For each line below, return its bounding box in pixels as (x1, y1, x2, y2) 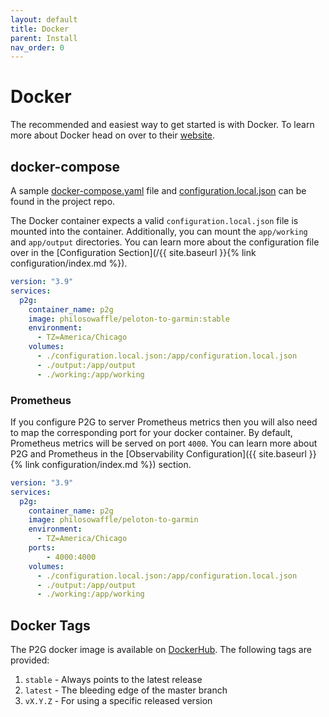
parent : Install (10, 33, 78, 43)
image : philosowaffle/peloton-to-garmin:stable (28, 314, 230, 324)
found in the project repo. (10, 196, 116, 207)
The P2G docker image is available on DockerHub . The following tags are (10, 644, 312, 656)
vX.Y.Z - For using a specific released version (24, 695, 213, 707)
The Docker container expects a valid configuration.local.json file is (10, 215, 299, 226)
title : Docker (10, 24, 70, 34)
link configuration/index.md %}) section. (24, 458, 192, 470)
